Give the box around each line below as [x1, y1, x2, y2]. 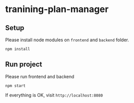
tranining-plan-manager [5, 4, 109, 15]
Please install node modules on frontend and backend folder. [5, 37, 129, 43]
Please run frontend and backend [5, 73, 74, 79]
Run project [5, 60, 43, 69]
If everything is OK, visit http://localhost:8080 [5, 92, 103, 98]
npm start [5, 83, 26, 88]
